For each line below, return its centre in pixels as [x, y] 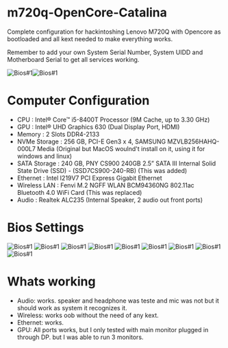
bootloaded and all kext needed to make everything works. [90, 38]
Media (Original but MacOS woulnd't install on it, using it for [121, 148]
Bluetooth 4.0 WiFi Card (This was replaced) [79, 192]
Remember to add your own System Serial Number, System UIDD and [105, 52]
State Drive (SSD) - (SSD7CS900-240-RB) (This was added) [102, 170]
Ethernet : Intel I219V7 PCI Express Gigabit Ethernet [89, 178]
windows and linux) [45, 156]
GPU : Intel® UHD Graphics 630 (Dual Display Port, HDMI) [98, 127]
